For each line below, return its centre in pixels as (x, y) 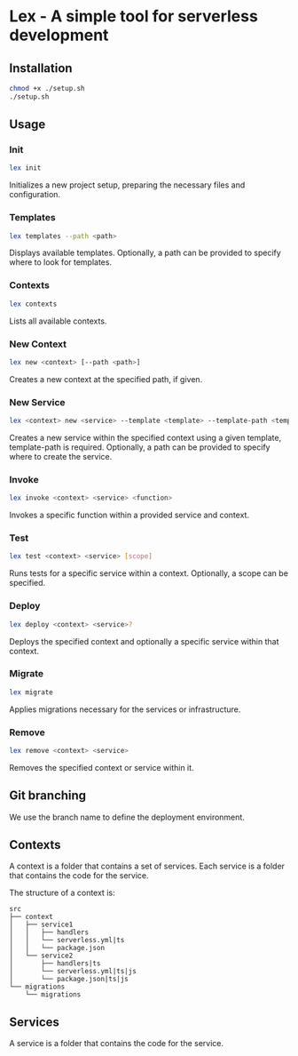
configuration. (35, 195)
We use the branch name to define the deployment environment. (127, 817)
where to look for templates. (61, 262)
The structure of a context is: (62, 893)
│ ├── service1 (41, 925)
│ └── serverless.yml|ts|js (73, 972)
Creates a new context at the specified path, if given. (106, 379)
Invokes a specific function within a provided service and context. (129, 515)
